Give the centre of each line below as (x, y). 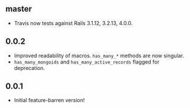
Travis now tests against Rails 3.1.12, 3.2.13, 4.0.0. (73, 23)
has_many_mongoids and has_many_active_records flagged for (86, 62)
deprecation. (29, 68)
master (19, 9)
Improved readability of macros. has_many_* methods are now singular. (99, 55)
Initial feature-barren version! (49, 100)
